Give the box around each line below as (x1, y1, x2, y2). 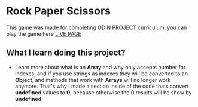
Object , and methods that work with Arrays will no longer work (14, 76, 171, 83)
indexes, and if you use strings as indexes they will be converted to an (14, 70, 188, 77)
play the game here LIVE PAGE (6, 30, 82, 37)
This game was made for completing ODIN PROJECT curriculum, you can (6, 24, 187, 31)
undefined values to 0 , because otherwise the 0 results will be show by (14, 88, 192, 96)
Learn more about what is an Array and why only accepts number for (14, 63, 186, 71)
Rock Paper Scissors (6, 4, 111, 18)
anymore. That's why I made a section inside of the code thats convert (14, 82, 189, 90)
